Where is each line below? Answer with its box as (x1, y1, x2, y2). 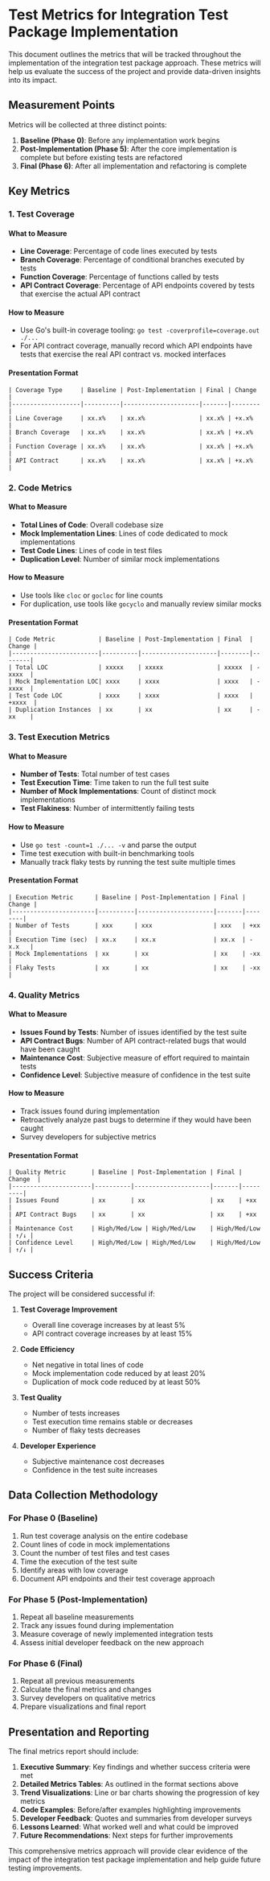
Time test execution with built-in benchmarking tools (19, 848, 194, 858)
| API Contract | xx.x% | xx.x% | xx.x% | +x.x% (8, 457, 253, 465)
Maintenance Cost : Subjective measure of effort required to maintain (19, 1052, 250, 1062)
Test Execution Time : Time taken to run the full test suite (19, 778, 209, 788)
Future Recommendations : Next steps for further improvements (19, 1830, 233, 1841)
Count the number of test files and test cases (19, 1548, 170, 1557)
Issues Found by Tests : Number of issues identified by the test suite (19, 1027, 247, 1036)
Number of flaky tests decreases (31, 1425, 141, 1435)
